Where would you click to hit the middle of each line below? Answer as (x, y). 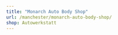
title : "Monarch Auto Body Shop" (47, 12)
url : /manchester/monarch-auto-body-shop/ (59, 17)
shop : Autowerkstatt (32, 23)
